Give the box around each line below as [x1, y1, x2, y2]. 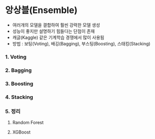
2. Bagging [5, 67, 32, 74]
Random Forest [12, 119, 44, 125]
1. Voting [5, 53, 27, 60]
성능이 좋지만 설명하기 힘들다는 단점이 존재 [12, 28, 95, 34]
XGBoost [12, 129, 31, 135]
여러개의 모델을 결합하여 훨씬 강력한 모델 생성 [12, 22, 100, 28]
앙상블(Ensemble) [5, 4, 78, 16]
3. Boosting [5, 80, 34, 87]
